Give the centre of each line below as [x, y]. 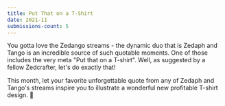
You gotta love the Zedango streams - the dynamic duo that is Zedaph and [113, 46]
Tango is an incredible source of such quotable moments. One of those [107, 53]
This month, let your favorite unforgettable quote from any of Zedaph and [111, 81]
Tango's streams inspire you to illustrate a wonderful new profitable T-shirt [113, 88]
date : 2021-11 [27, 20]
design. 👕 [21, 95]
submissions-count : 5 [38, 26]
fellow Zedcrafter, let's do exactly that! [61, 67]
